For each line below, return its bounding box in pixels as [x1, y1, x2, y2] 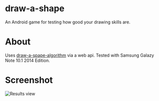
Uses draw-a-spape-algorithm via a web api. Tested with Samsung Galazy [5, 52, 154, 58]
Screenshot [5, 75, 53, 86]
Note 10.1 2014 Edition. [5, 57, 50, 63]
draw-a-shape [5, 3, 65, 14]
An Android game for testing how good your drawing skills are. [5, 19, 130, 25]
